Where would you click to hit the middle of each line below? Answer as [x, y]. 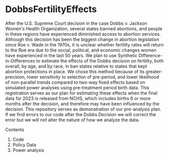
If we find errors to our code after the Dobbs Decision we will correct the [81, 114]
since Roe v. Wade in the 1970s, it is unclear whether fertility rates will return [84, 44]
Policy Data [24, 144]
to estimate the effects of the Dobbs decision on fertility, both [100, 61]
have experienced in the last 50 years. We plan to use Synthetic [71, 55]
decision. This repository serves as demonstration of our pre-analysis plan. [83, 109]
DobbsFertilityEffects [51, 9]
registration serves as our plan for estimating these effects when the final [81, 93]
